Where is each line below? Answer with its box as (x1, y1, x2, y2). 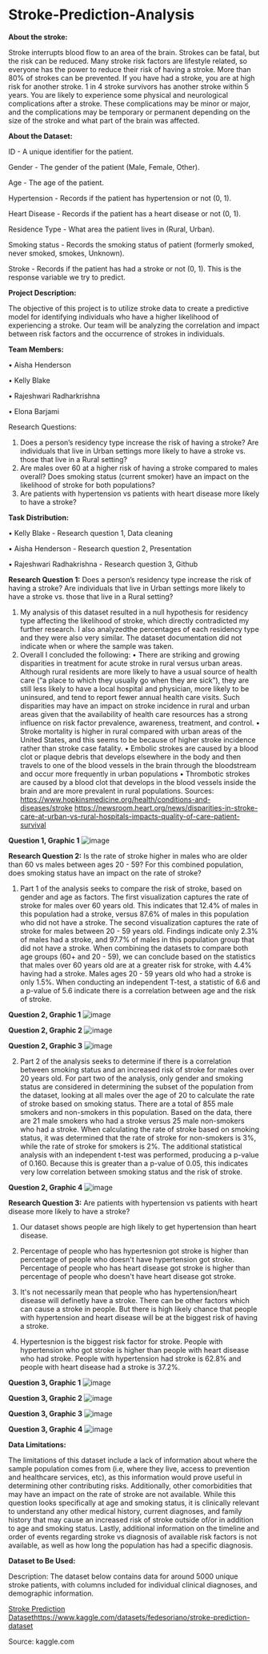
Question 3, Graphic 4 (8, 1424, 83, 1434)
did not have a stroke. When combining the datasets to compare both (19, 943, 249, 952)
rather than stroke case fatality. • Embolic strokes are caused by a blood (19, 743, 258, 753)
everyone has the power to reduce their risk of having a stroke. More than (8, 64, 251, 74)
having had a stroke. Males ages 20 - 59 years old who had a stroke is (19, 968, 252, 978)
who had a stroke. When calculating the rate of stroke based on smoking (19, 1124, 260, 1134)
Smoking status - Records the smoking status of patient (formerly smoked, (8, 239, 254, 249)
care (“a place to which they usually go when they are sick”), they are (19, 675, 250, 685)
